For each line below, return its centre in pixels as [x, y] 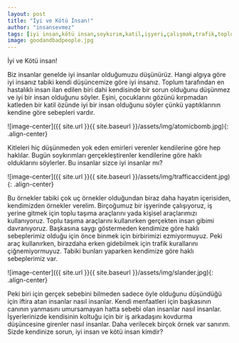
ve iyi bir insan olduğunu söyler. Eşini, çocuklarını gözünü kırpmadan [107, 98]
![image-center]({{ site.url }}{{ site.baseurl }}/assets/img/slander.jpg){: [110, 272]
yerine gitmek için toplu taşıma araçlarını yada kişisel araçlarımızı [102, 213]
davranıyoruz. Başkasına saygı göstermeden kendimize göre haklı [103, 228]
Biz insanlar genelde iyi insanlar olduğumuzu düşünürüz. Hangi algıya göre [117, 75]
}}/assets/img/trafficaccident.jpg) [181, 177]
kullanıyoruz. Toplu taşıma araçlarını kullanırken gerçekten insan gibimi [111, 221]
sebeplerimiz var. [33, 259]
